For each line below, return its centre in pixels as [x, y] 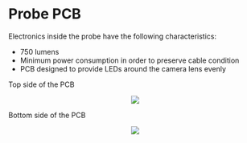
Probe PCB [45, 14]
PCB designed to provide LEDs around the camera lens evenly [123, 68]
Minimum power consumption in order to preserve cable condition [130, 60]
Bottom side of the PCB [47, 115]
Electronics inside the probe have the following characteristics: [113, 36]
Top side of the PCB [41, 84]
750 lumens [39, 51]
